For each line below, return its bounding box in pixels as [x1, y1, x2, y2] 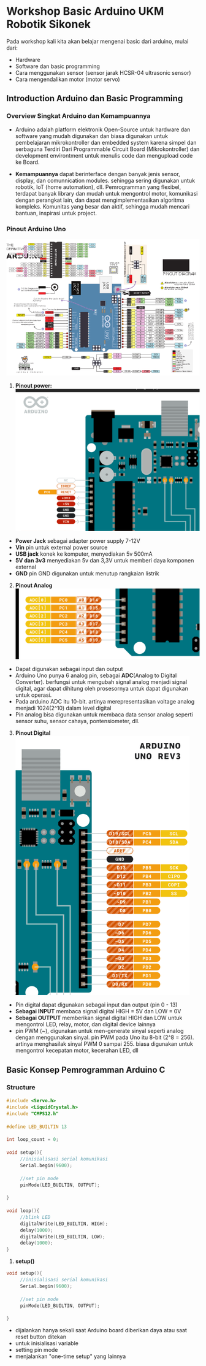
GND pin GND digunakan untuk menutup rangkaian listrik [15, 569, 159, 577]
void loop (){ [6, 1208, 40, 1214]
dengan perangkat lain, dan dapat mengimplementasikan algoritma [15, 196, 185, 204]
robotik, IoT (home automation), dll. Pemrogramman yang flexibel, [15, 183, 181, 191]
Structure [6, 1083, 36, 1091]
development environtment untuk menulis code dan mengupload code [15, 152, 193, 159]
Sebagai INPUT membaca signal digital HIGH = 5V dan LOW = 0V [15, 1008, 181, 1015]
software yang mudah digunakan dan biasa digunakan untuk [15, 132, 169, 139]
